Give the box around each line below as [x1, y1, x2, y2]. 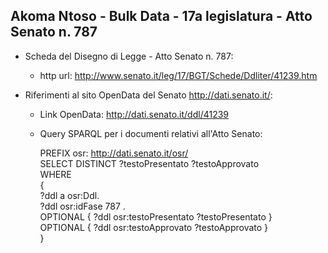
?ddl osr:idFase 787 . [39, 200, 126, 212]
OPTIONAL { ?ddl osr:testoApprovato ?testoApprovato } [39, 221, 269, 233]
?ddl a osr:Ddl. [39, 189, 100, 201]
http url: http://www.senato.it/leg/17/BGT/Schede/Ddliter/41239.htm [39, 69, 318, 81]
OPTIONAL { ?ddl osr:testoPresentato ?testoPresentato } [39, 210, 273, 223]
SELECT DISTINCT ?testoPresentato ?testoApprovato [39, 157, 260, 169]
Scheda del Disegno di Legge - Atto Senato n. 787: [24, 50, 234, 62]
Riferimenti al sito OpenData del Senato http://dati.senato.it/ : [24, 89, 273, 101]
